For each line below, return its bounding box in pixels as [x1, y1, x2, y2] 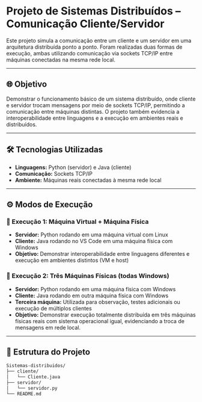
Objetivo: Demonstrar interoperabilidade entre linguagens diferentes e [14, 250, 190, 258]
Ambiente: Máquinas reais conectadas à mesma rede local [14, 176, 162, 184]
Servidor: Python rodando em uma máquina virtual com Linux [14, 231, 168, 238]
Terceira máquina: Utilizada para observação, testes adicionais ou [14, 298, 180, 305]
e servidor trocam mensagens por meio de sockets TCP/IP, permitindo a [6, 101, 185, 109]
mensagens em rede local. [14, 324, 81, 331]
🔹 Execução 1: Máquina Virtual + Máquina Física [6, 217, 149, 226]
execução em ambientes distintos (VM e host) [14, 257, 129, 264]
